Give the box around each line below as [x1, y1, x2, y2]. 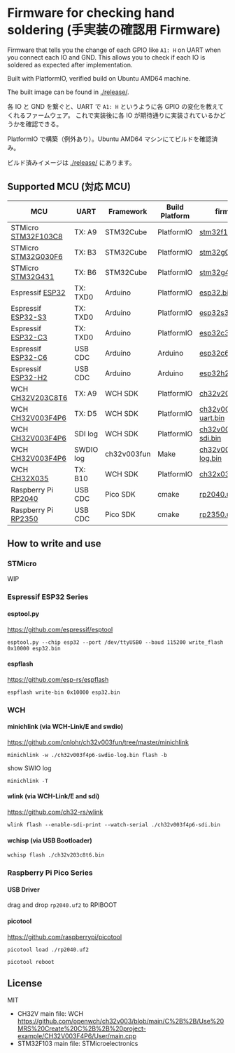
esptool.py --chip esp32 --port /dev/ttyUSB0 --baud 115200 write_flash [7, 638, 224, 646]
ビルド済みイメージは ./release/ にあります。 [7, 158, 136, 166]
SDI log [74, 429, 98, 438]
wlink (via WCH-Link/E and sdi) [7, 792, 100, 800]
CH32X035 [10, 474, 49, 483]
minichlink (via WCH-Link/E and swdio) [7, 723, 124, 731]
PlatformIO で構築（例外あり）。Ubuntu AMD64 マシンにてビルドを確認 [7, 135, 212, 143]
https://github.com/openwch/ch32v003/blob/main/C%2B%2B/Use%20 [17, 1017, 225, 1026]
